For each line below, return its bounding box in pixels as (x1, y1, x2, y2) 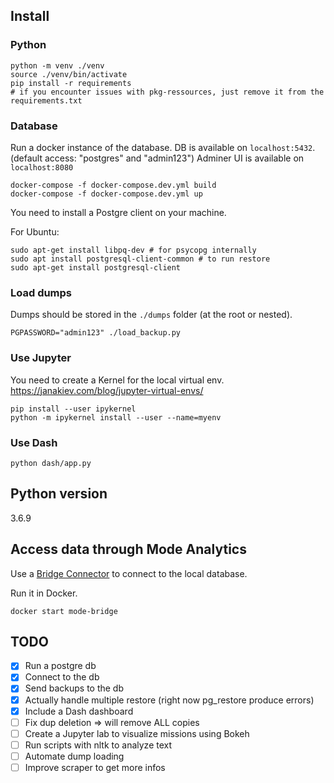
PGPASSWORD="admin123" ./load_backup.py (10, 328, 182, 338)
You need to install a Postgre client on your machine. (10, 206, 227, 218)
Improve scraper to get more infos (24, 761, 166, 773)
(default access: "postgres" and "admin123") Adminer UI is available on (10, 152, 305, 164)
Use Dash (10, 435, 58, 449)
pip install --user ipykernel (10, 404, 137, 414)
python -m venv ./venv (10, 60, 105, 71)
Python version (10, 485, 108, 503)
